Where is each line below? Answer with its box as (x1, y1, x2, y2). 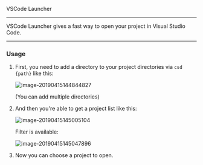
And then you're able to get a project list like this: (14, 105, 137, 112)
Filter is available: (14, 128, 59, 135)
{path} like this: (14, 70, 54, 77)
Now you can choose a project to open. (14, 152, 114, 159)
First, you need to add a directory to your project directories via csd (14, 63, 182, 71)
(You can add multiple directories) (14, 93, 100, 100)
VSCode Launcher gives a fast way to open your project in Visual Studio (6, 22, 185, 30)
